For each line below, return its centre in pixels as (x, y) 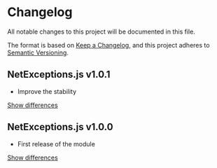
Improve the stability (47, 91)
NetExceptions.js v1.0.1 (59, 75)
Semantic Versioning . (38, 52)
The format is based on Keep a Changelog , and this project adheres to (108, 45)
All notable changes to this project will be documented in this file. (101, 31)
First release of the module (56, 143)
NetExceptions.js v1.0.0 (60, 127)
